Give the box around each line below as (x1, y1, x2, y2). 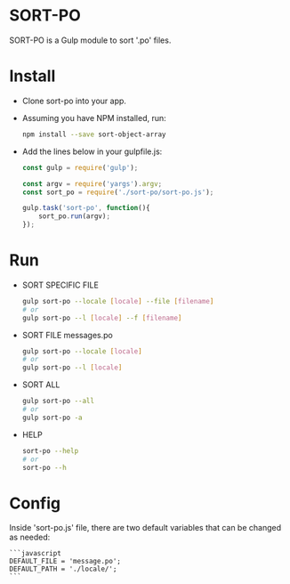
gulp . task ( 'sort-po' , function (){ (21, 204, 150, 213)
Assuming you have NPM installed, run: (21, 112, 166, 123)
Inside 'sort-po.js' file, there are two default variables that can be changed (9, 523, 282, 533)
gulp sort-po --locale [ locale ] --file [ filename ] (21, 296, 214, 305)
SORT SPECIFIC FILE (21, 280, 100, 290)
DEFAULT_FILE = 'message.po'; (9, 557, 122, 566)
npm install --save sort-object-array (21, 130, 166, 139)
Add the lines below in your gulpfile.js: (21, 146, 163, 157)
